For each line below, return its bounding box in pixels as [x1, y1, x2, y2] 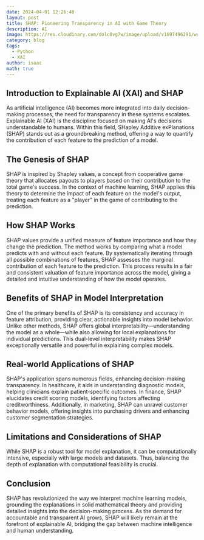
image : [6, 32, 23, 38]
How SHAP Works [6, 220, 76, 231]
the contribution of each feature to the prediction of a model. [6, 136, 158, 144]
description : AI [6, 26, 47, 32]
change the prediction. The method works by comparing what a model [6, 243, 183, 250]
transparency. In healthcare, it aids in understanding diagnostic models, [6, 382, 186, 389]
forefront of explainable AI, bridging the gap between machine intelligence [6, 521, 192, 528]
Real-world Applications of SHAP [6, 359, 135, 370]
